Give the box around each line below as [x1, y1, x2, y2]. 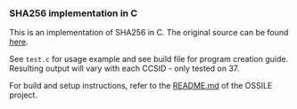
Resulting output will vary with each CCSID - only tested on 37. [9, 63, 240, 74]
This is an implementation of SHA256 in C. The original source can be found [9, 27, 289, 38]
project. [9, 90, 38, 100]
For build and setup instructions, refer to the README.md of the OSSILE [9, 81, 273, 91]
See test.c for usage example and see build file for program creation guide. [9, 54, 288, 65]
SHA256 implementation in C [9, 7, 138, 19]
